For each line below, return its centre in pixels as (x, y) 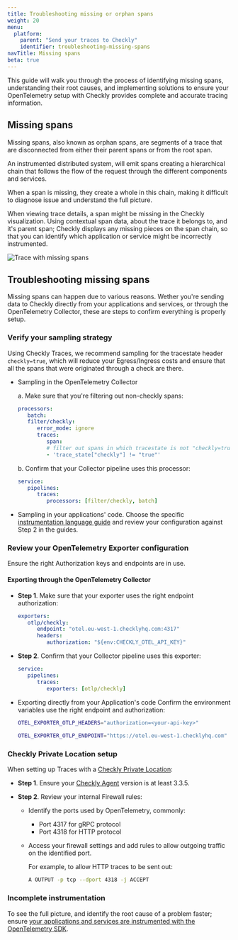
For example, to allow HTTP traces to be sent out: (101, 867)
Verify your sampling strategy (60, 337)
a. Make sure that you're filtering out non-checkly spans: (101, 396)
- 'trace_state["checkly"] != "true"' (103, 454)
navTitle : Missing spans (44, 54)
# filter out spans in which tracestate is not (118, 448)
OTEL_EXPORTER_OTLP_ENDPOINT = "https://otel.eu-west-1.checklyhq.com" (123, 736)
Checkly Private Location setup (63, 754)
